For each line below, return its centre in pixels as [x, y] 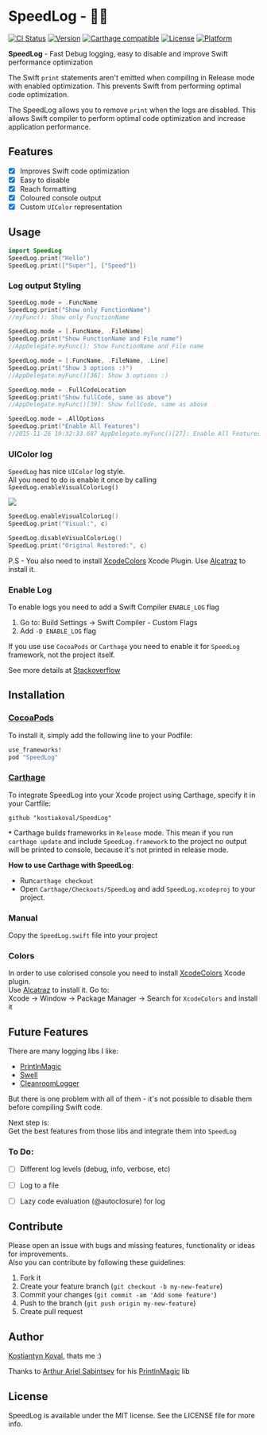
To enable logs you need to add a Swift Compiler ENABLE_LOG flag [114, 607]
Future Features [48, 1032]
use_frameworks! [35, 750]
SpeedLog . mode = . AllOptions [56, 419]
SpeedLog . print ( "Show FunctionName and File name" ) [95, 339]
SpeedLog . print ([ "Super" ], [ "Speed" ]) [72, 266]
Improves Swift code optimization [74, 171]
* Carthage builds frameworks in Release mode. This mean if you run [121, 832]
